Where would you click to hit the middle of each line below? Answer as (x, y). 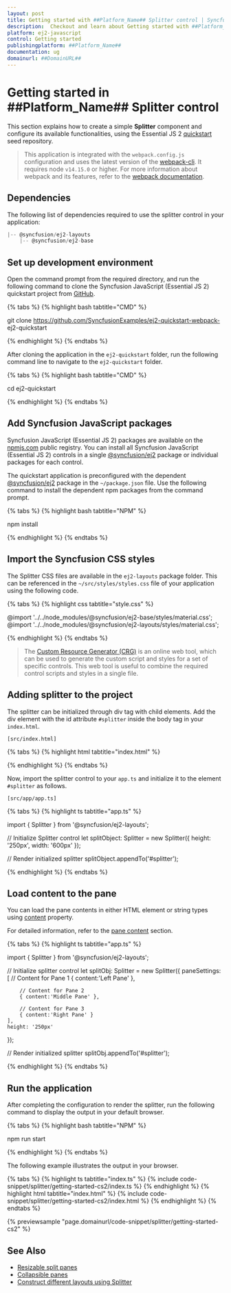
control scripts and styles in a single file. (81, 673)
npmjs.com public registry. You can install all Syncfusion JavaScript (103, 447)
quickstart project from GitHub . (51, 294)
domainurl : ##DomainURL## (44, 59)
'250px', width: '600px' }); (44, 845)
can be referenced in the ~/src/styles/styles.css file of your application (111, 583)
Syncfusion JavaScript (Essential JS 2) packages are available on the (105, 440)
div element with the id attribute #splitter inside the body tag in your (106, 719)
